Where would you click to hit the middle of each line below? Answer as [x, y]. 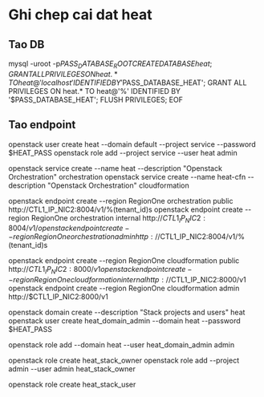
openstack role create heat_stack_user [72, 385]
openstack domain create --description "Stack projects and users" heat [127, 312]
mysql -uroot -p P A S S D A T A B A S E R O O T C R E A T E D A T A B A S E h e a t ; [110, 64]
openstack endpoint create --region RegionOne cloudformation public [124, 261]
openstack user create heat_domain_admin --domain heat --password [124, 321]
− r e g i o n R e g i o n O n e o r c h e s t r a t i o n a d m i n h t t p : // [84, 237]
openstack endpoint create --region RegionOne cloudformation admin [124, 288]
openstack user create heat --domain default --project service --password [132, 144]
